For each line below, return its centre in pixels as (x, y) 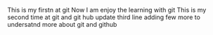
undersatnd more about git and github (62, 24)
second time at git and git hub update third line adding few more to (104, 17)
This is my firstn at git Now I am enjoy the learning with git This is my (107, 10)
